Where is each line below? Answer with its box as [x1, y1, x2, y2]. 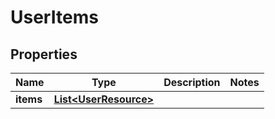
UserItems [10, 6, 99, 29]
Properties [10, 46, 78, 63]
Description [163, 76, 221, 89]
